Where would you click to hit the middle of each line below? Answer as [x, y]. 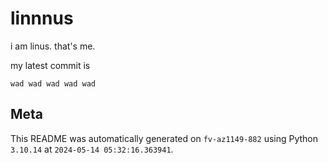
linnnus [42, 18]
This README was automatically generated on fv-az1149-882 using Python [164, 138]
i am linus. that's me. [53, 46]
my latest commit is [50, 65]
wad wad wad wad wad [53, 83]
